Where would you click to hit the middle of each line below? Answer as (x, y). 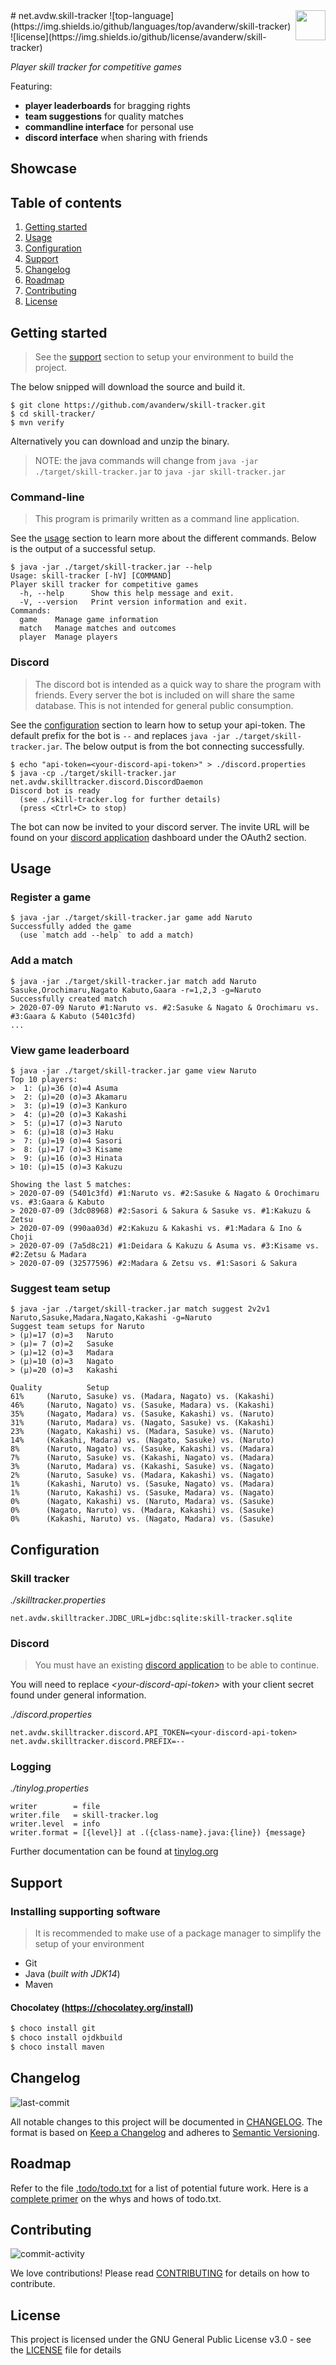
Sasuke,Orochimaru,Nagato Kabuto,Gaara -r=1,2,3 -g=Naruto (136, 990)
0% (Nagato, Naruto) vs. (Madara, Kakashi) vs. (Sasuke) (142, 1510)
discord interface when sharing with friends (116, 137)
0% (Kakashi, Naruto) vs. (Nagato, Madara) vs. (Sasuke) (142, 1519)
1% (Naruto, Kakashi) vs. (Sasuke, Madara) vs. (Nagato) (142, 1493)
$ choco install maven (57, 2047)
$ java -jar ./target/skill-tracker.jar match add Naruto (133, 981)
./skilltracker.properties (58, 1600)
